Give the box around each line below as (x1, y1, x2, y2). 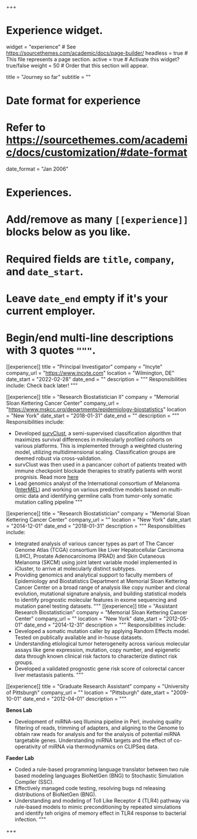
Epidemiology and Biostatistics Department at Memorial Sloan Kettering (14, 577, 188, 584)
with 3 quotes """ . (6, 344, 96, 357)
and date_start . (6, 265, 84, 278)
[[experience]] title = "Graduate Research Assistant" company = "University (6, 682, 189, 690)
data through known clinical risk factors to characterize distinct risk (14, 652, 178, 660)
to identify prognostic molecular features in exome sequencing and (14, 596, 177, 603)
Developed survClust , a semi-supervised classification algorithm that (14, 430, 182, 437)
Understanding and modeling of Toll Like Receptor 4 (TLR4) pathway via (14, 797, 189, 804)
